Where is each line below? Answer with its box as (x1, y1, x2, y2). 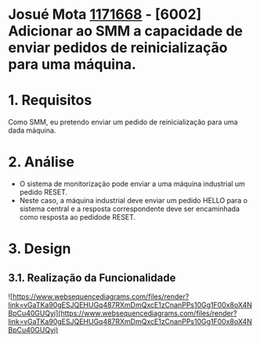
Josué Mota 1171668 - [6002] (8, 5, 202, 24)
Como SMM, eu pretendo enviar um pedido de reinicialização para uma (8, 118, 238, 127)
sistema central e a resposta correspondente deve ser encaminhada (19, 204, 240, 213)
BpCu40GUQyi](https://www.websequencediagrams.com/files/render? (8, 308, 237, 318)
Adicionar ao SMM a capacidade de (8, 22, 243, 40)
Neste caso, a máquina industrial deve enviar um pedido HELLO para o (19, 196, 248, 206)
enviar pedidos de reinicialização (8, 39, 228, 56)
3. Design (8, 240, 71, 258)
